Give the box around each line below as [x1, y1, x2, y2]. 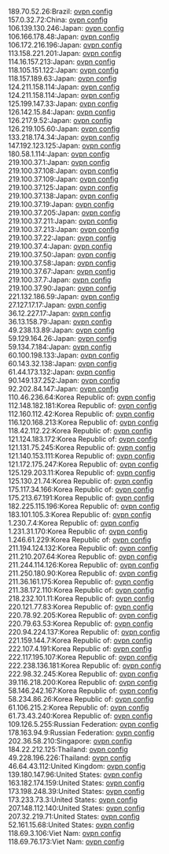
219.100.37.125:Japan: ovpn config [8, 183, 119, 192]
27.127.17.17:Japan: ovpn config [8, 300, 107, 309]
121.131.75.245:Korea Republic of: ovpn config [8, 443, 156, 452]
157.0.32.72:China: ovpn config [8, 15, 108, 24]
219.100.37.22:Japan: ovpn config [8, 233, 116, 242]
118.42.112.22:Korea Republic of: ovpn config [8, 426, 152, 435]
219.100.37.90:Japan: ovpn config [8, 283, 116, 293]
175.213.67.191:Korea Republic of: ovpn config [8, 493, 155, 502]
